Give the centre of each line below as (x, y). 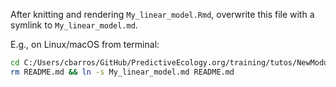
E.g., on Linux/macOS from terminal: (85, 44)
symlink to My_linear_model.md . (74, 25)
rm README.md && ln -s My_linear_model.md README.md (122, 72)
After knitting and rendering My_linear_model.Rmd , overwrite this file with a (162, 14)
